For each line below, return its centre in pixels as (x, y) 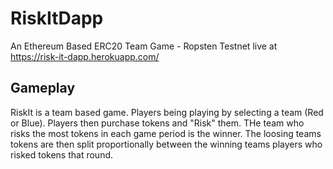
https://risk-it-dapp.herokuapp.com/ (85, 56)
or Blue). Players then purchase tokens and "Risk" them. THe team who (157, 123)
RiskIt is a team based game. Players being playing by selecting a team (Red (167, 112)
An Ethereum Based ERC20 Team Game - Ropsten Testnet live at (144, 46)
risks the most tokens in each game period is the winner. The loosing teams (166, 133)
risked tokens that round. (62, 154)
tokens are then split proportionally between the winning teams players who (166, 144)
